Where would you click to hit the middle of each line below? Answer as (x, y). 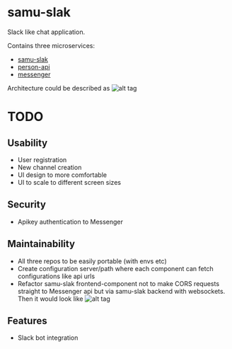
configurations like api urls (56, 276)
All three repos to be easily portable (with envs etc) (92, 261)
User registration (42, 159)
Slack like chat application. (46, 32)
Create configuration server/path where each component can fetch (115, 268)
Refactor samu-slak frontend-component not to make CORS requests (118, 283)
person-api (34, 67)
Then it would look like (50, 299)
